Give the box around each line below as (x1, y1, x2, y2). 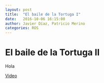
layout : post (5, 7, 32, 12)
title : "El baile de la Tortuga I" (5, 12, 81, 17)
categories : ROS (5, 26, 39, 31)
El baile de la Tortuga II (5, 47, 100, 58)
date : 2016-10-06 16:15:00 (5, 16, 65, 21)
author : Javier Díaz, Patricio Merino (5, 21, 85, 26)
